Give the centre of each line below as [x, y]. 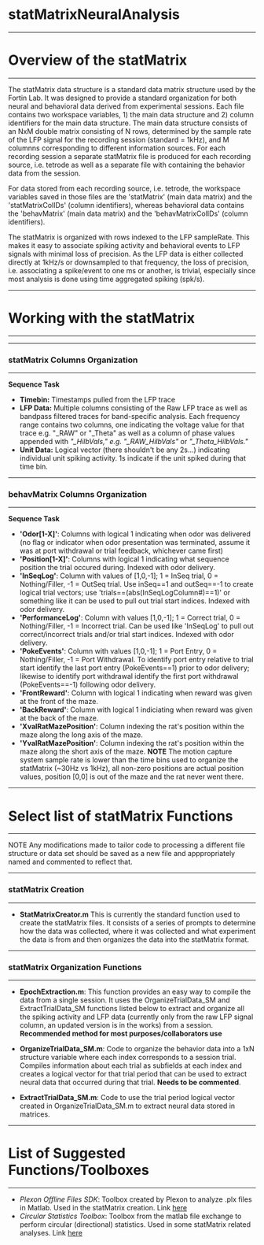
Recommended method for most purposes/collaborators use [121, 1033]
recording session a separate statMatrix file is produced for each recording [130, 156]
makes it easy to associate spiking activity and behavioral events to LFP [124, 245]
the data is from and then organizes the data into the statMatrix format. [134, 939]
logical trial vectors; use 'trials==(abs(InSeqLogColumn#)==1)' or [125, 593]
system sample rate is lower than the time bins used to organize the [129, 760]
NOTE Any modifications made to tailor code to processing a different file [126, 845]
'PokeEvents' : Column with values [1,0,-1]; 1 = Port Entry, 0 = [118, 651]
